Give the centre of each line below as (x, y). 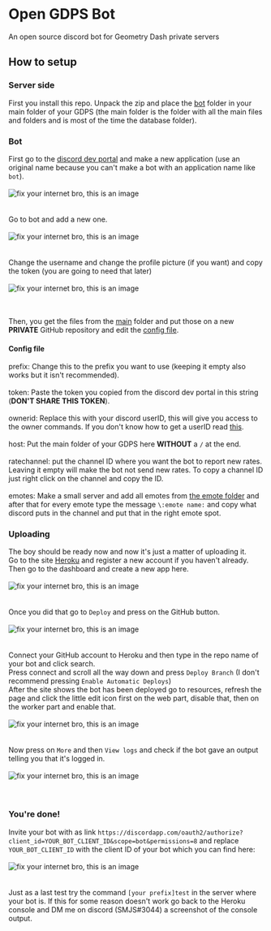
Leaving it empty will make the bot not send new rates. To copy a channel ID (136, 470)
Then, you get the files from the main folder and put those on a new (121, 321)
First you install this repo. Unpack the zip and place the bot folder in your (130, 103)
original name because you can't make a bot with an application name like (132, 167)
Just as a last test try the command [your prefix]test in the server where (133, 892)
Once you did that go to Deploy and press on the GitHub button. (114, 612)
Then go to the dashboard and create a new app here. (99, 569)
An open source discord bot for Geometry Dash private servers (114, 37)
